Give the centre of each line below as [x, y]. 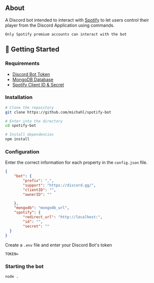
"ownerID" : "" [37, 194]
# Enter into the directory [34, 121]
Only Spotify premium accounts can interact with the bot [66, 34]
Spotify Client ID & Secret [38, 85]
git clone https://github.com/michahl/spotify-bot [58, 112]
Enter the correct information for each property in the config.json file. [77, 163]
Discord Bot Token [31, 74]
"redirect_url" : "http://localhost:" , [63, 217]
